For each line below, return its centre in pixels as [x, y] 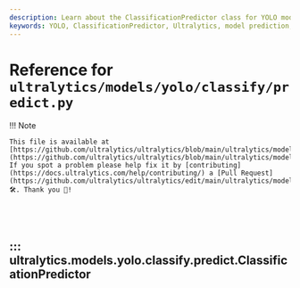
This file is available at [59, 142]
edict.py [42, 103]
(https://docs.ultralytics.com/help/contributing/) [107, 173]
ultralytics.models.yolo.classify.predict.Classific [149, 260]
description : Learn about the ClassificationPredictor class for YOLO [143, 17]
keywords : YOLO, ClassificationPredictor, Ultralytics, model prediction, [151, 26]
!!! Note [23, 126]
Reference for [61, 70]
